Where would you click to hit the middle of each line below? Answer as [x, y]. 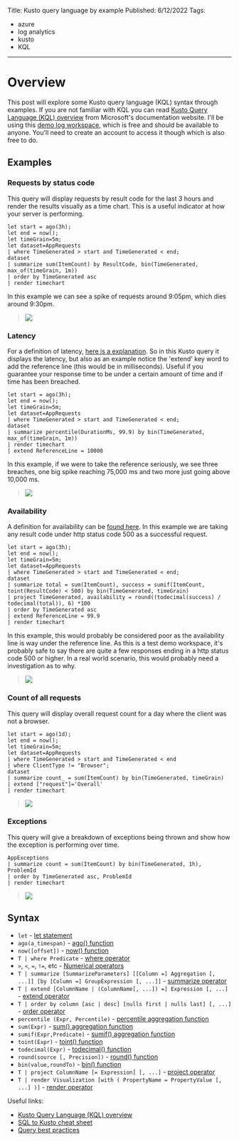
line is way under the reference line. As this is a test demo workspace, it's [115, 643]
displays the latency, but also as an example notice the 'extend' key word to [118, 358]
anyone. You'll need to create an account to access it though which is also [116, 132]
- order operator [41, 1011]
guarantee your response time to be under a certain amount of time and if [115, 373]
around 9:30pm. [31, 303]
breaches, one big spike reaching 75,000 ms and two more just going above [119, 471]
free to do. [23, 140]
